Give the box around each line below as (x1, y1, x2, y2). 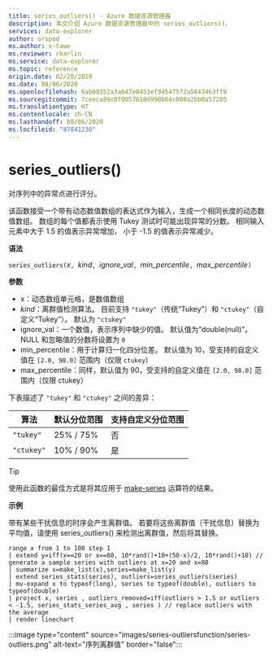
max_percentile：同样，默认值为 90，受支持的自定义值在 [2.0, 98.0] (19, 365, 253, 374)
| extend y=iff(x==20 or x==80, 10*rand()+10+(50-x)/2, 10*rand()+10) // (8, 551, 264, 559)
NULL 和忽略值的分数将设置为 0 (19, 335, 126, 344)
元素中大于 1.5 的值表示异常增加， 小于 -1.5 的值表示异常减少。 (8, 226, 218, 236)
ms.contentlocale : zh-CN (8, 111, 93, 119)
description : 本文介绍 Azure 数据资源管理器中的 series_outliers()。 (8, 20, 232, 28)
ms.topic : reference (8, 65, 79, 73)
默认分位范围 (54, 414, 103, 425)
